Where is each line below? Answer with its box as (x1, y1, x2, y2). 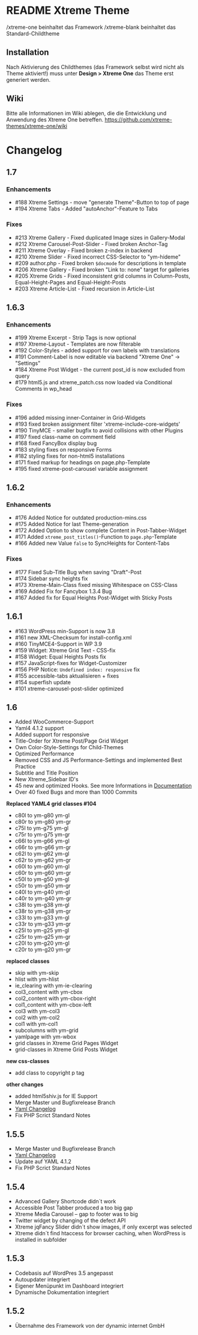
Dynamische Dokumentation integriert (14, 1288, 109, 1296)
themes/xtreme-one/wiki (6, 122, 68, 129)
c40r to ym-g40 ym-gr (14, 895, 72, 902)
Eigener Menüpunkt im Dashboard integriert (14, 1282, 124, 1289)
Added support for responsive (14, 731, 90, 738)
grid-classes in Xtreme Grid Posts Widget (14, 1046, 118, 1053)
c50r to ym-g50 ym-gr (14, 882, 71, 889)
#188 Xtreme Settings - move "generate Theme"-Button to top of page (14, 199, 190, 206)
